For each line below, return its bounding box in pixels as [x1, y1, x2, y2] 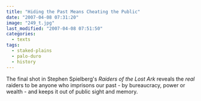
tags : [6, 42, 20, 48]
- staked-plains [11, 48, 52, 54]
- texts [11, 36, 31, 42]
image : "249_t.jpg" [6, 20, 55, 26]
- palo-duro [11, 53, 42, 59]
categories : [6, 31, 36, 37]
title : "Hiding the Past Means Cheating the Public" [6, 8, 141, 15]
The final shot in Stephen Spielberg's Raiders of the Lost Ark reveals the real [6, 75, 195, 82]
